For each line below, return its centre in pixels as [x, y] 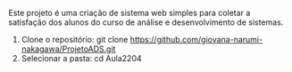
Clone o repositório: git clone [75, 40]
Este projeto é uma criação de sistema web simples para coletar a [129, 13]
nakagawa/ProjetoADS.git [68, 49]
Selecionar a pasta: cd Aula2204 [81, 58]
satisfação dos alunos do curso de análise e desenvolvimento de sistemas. [146, 22]
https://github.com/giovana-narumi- [196, 40]
